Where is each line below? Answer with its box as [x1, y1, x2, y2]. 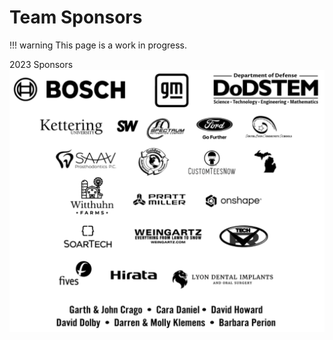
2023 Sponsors [9, 58, 74, 70]
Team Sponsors [9, 6, 143, 29]
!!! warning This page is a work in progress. [9, 39, 187, 51]
